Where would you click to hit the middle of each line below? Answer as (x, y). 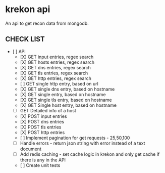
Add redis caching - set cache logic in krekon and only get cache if (90, 154)
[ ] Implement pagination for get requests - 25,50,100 (75, 138)
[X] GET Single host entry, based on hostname (68, 105)
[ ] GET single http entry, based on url (59, 83)
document (31, 149)
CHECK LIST (25, 39)
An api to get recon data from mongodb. (47, 23)
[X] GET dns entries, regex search (55, 67)
